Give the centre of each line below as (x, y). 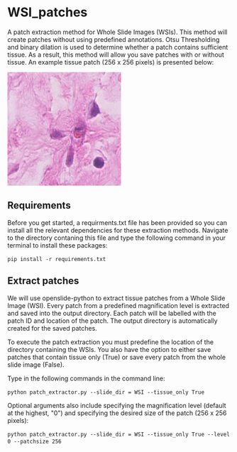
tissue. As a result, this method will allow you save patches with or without (116, 55)
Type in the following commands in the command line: (86, 378)
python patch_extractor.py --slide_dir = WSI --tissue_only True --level (119, 434)
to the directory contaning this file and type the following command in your (116, 238)
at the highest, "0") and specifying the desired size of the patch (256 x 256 (117, 413)
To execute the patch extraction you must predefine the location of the (111, 342)
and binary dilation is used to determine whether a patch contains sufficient (118, 47)
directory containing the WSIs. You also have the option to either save (109, 349)
